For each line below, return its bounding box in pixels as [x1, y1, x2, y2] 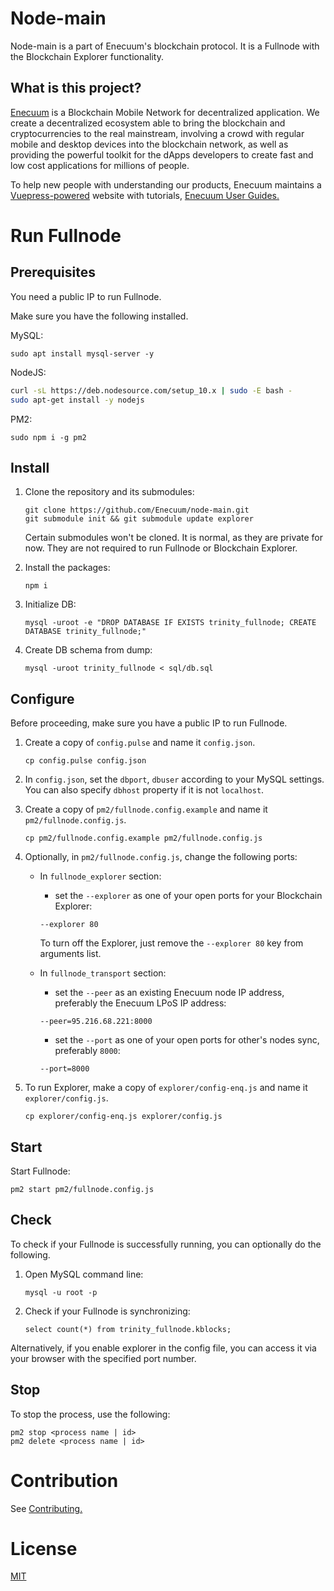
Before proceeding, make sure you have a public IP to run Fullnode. [10, 717, 288, 729]
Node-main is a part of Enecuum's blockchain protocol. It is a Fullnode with [10, 40, 320, 52]
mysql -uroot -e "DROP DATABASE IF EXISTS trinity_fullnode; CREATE [24, 618, 317, 628]
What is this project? [10, 80, 142, 97]
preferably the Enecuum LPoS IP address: [54, 997, 227, 1009]
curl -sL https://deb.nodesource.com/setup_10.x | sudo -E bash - [10, 385, 293, 396]
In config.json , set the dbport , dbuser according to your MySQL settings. [24, 773, 325, 786]
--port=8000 [39, 1064, 90, 1074]
